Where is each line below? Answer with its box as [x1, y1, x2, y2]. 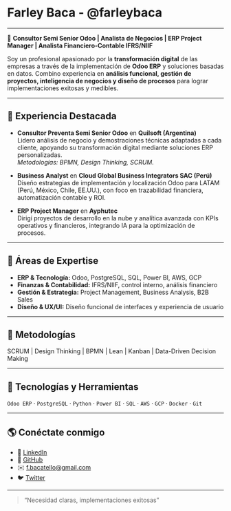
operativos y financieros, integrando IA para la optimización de [16, 221, 195, 229]
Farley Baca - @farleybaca [7, 5, 163, 21]
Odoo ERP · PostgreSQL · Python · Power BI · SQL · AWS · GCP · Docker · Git [7, 399, 203, 408]
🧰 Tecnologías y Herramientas [7, 381, 139, 393]
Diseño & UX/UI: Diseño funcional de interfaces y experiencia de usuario [16, 302, 224, 311]
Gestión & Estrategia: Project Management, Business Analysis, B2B [16, 288, 210, 296]
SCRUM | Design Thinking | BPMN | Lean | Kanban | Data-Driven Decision [7, 347, 217, 355]
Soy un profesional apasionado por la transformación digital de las [7, 54, 198, 63]
